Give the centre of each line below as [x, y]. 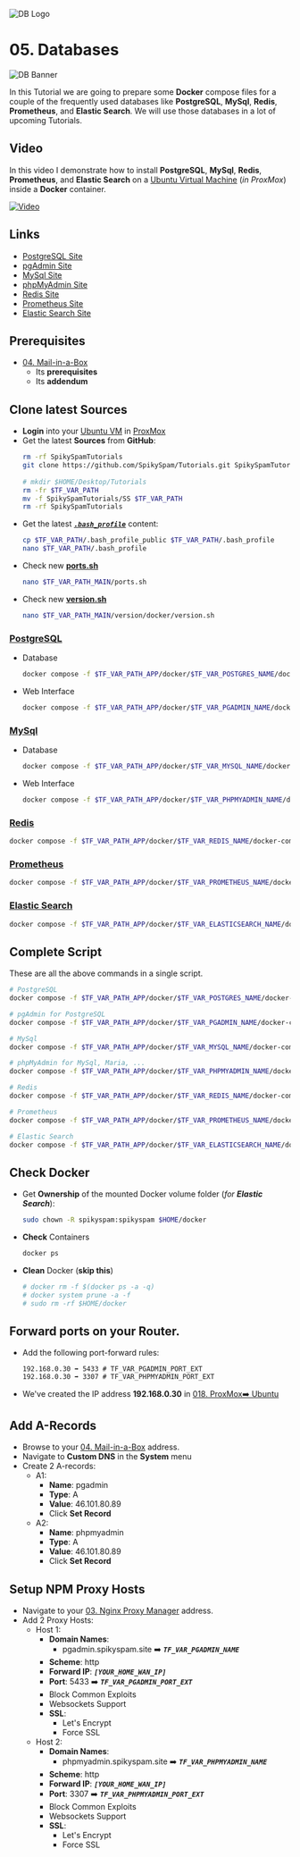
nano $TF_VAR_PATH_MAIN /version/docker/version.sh [118, 615]
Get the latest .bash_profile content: [90, 524]
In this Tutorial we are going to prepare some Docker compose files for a [143, 92]
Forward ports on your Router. [95, 1332]
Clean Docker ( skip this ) [68, 1271]
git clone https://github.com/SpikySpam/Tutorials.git [126, 466]
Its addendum [62, 382]
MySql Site [42, 275]
